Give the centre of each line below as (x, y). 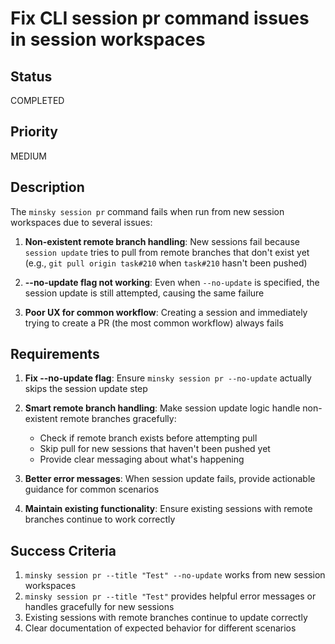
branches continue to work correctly (100, 519)
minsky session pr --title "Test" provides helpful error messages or (170, 596)
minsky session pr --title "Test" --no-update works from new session (175, 575)
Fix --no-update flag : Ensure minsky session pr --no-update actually (168, 378)
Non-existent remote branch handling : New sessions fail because (162, 241)
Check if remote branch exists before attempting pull (148, 438)
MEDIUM (28, 156)
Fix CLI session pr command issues (160, 18)
